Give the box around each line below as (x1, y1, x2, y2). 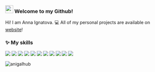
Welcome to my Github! (14, 7, 73, 14)
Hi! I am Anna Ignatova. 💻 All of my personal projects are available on (5, 19, 150, 25)
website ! (5, 26, 23, 32)
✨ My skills (5, 39, 33, 46)
